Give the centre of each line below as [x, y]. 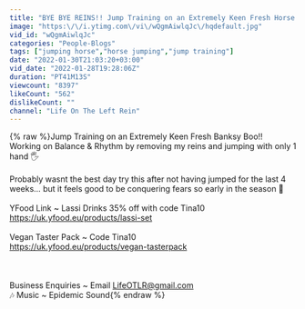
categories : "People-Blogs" [63, 43]
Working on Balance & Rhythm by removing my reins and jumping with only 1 [153, 146]
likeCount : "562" [42, 94]
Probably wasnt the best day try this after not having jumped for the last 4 [148, 179]
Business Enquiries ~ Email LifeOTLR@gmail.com [102, 285]
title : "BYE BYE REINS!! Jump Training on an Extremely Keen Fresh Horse [152, 18]
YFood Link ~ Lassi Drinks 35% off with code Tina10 [107, 208]
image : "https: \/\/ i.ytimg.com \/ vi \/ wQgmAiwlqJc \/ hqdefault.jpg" [136, 26]
